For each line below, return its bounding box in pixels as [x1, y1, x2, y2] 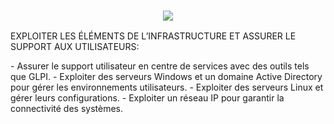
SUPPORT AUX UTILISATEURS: [10, 41, 140, 53]
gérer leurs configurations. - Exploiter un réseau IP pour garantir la [10, 92, 285, 104]
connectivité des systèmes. [10, 103, 124, 115]
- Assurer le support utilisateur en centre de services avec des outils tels [10, 60, 310, 72]
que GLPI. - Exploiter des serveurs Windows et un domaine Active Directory [10, 71, 323, 83]
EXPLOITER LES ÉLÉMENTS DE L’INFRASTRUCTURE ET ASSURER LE [10, 30, 297, 42]
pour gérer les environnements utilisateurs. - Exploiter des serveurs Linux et [10, 81, 324, 94]
